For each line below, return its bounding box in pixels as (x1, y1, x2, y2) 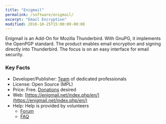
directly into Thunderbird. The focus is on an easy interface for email (5, 46, 149, 52)
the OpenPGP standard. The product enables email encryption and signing (5, 41, 161, 47)
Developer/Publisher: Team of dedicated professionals (12, 75, 127, 81)
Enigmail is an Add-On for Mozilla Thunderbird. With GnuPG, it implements (5, 35, 161, 42)
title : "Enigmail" (5, 7, 44, 13)
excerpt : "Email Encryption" (5, 17, 67, 22)
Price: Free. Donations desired (12, 87, 76, 93)
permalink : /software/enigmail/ (5, 12, 74, 17)
